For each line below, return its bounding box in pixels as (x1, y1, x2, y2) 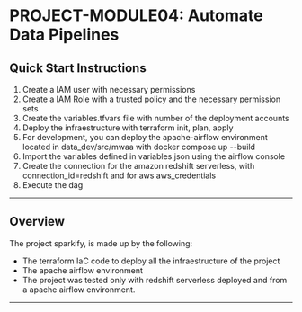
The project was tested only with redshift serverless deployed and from (22, 274, 288, 285)
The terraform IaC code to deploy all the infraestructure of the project (22, 255, 280, 266)
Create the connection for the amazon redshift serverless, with (22, 161, 255, 171)
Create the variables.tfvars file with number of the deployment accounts (22, 113, 289, 123)
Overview (9, 214, 66, 229)
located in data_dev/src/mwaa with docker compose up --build (22, 141, 256, 152)
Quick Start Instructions (9, 60, 147, 76)
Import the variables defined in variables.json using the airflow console (22, 151, 286, 162)
